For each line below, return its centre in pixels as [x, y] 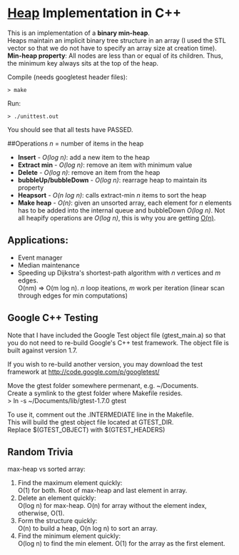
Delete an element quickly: [57, 498]
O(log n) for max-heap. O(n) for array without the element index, [112, 506]
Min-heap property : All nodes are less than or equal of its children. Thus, [115, 56]
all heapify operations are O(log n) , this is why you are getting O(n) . [117, 218]
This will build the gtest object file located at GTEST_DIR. [91, 422]
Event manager [40, 258]
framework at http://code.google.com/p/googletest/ [83, 372]
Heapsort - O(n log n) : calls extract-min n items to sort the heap [112, 195]
